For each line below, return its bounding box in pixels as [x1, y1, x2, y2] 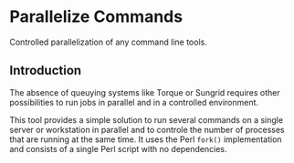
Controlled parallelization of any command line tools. [9, 36, 207, 47]
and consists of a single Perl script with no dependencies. [9, 143, 227, 154]
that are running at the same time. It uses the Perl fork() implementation [9, 134, 282, 145]
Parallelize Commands [9, 6, 184, 27]
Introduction [9, 63, 82, 78]
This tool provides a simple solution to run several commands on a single [9, 114, 284, 125]
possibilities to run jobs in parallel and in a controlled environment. [9, 97, 258, 107]
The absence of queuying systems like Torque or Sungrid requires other [9, 87, 280, 97]
